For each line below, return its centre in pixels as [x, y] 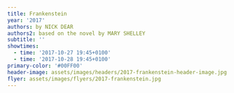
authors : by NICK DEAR [40, 27]
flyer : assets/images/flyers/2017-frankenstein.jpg [84, 79]
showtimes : [23, 46]
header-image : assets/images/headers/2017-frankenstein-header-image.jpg [117, 72]
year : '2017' [26, 20]
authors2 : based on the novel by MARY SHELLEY [76, 33]
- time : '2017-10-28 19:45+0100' [62, 59]
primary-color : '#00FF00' [45, 66]
